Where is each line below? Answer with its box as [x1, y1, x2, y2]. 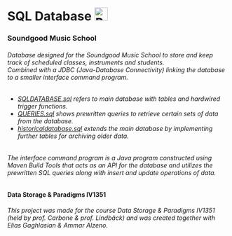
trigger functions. [17, 102, 68, 111]
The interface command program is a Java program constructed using [7, 153, 212, 162]
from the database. [17, 117, 74, 125]
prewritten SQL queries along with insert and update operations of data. [7, 168, 217, 176]
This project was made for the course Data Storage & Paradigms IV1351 [7, 207, 215, 215]
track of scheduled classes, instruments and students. [7, 58, 165, 67]
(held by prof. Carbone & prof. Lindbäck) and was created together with [7, 214, 216, 222]
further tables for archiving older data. [17, 132, 130, 140]
